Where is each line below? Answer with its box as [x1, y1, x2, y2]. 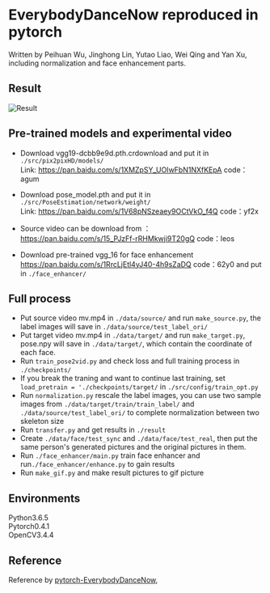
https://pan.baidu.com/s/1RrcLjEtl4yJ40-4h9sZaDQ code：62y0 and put [19, 259, 262, 269]
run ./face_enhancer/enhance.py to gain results [19, 460, 175, 469]
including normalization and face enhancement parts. [8, 58, 187, 68]
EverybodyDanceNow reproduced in [8, 6, 259, 24]
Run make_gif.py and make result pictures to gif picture [19, 468, 205, 478]
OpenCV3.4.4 [8, 530, 54, 540]
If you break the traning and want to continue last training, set [19, 374, 226, 383]
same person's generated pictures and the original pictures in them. [19, 443, 247, 452]
